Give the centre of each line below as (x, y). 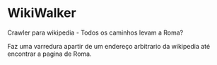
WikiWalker (42, 13)
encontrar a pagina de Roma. (49, 54)
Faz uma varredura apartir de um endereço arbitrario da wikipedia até (109, 46)
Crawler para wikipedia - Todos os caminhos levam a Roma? (95, 32)
